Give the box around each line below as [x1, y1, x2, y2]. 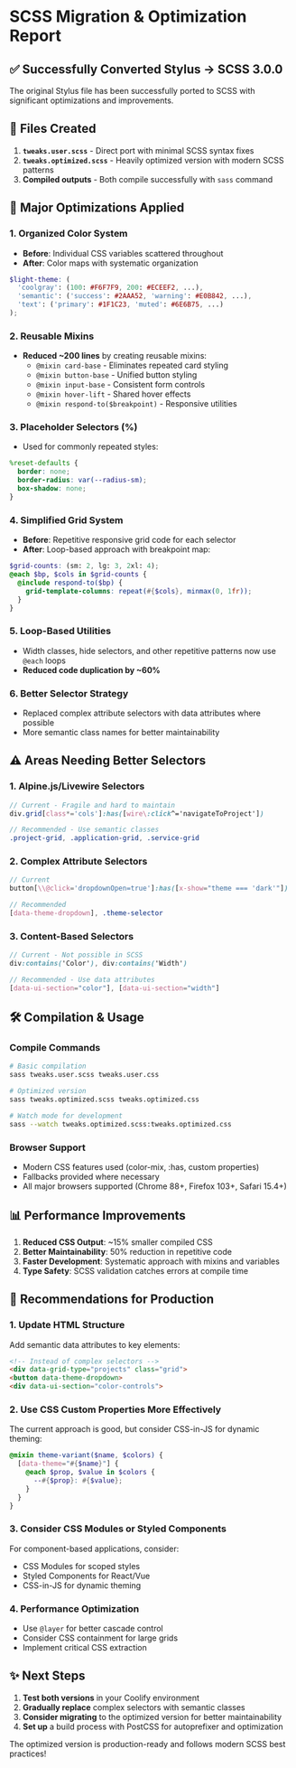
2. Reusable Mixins [9, 330, 95, 342]
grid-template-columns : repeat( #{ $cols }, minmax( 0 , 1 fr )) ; [25, 586, 253, 595]
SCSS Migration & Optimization [9, 6, 247, 27]
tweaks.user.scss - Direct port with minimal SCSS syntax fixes [22, 145, 254, 155]
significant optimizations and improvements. [9, 95, 174, 106]
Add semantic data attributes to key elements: [9, 1339, 180, 1350]
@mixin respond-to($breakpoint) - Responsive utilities [35, 398, 237, 409]
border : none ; [17, 467, 70, 476]
